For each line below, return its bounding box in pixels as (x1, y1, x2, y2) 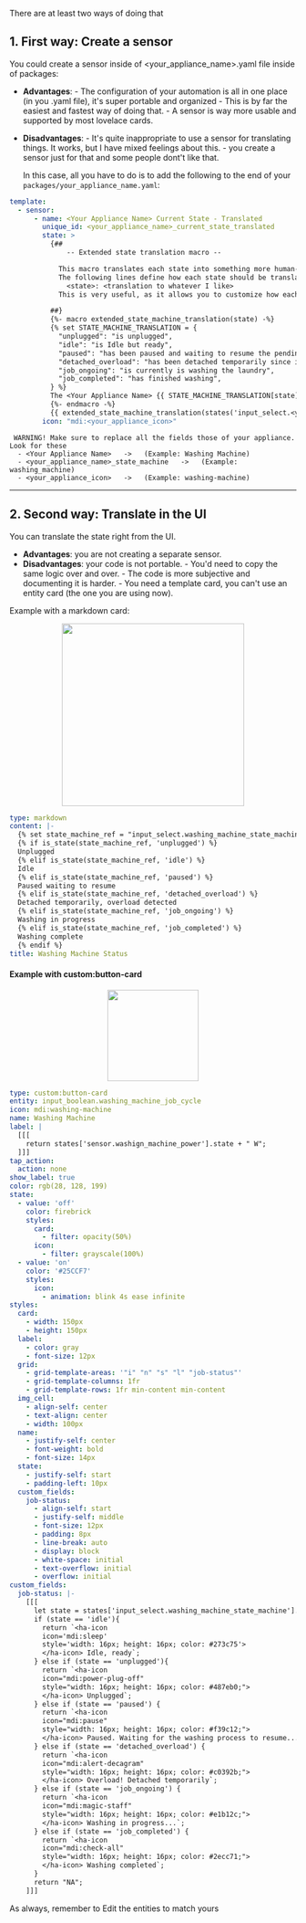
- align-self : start (33, 1504, 112, 1514)
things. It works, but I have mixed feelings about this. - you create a (22, 142, 276, 153)
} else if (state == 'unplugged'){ (33, 1657, 169, 1666)
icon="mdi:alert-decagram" (42, 1759, 145, 1768)
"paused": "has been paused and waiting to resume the (57, 349, 271, 358)
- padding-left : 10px (25, 1478, 107, 1487)
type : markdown (9, 813, 67, 823)
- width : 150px (25, 1318, 84, 1327)
